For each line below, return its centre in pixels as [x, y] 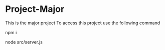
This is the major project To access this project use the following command [83, 23]
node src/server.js [24, 42]
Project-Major [35, 9]
